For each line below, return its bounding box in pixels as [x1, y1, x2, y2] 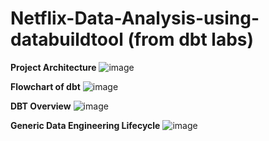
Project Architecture [10, 61, 97, 73]
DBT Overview [10, 100, 72, 112]
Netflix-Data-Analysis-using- [10, 7, 260, 30]
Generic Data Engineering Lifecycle [10, 119, 161, 131]
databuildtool [10, 28, 124, 51]
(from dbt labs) [127, 28, 255, 51]
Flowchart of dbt [10, 80, 81, 92]
